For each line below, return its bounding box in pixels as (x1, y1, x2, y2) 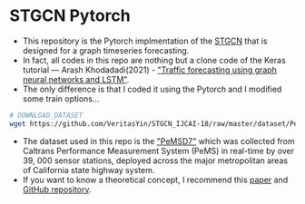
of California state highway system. (22, 164, 155, 175)
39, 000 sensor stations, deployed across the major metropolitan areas (22, 155, 289, 166)
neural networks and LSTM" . (22, 73, 130, 84)
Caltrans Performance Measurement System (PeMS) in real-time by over (22, 145, 295, 156)
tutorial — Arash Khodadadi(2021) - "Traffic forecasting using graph (22, 64, 277, 75)
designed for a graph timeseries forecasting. (22, 44, 190, 55)
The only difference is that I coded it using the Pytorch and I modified (22, 83, 282, 94)
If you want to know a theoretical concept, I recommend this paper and (22, 174, 289, 185)
